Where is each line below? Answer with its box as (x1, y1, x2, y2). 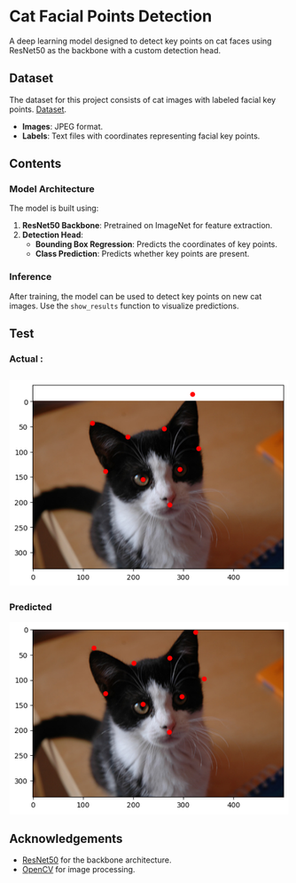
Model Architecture (9, 183, 95, 195)
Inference (9, 271, 52, 283)
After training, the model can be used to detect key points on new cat (9, 290, 262, 301)
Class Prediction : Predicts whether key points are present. (35, 249, 250, 259)
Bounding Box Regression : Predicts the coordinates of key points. (35, 239, 277, 250)
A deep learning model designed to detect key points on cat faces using (9, 36, 272, 46)
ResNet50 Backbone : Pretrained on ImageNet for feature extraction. (21, 220, 273, 231)
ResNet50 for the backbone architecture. (21, 855, 172, 865)
